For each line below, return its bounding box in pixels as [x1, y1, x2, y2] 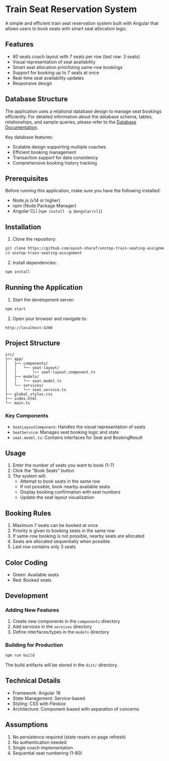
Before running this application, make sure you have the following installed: [5, 188, 161, 194]
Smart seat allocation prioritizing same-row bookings [12, 64, 123, 70]
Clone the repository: [12, 236, 57, 242]
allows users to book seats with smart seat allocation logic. [5, 25, 127, 31]
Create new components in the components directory [12, 618, 120, 624]
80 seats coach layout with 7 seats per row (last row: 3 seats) [12, 53, 140, 59]
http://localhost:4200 [5, 325, 53, 330]
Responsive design [12, 80, 52, 86]
